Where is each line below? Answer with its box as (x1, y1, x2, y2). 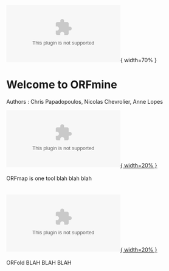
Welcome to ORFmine (6, 78, 117, 92)
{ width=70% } (120, 57, 157, 63)
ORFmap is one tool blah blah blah (6, 175, 92, 182)
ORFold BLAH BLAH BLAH (6, 259, 72, 266)
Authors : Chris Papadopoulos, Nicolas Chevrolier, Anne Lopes (6, 98, 163, 105)
